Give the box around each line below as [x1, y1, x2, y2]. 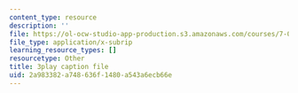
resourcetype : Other [9, 54, 86, 63]
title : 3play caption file [9, 63, 109, 72]
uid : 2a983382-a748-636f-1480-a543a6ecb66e [9, 71, 173, 80]
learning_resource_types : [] [9, 46, 117, 55]
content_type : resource [9, 12, 98, 22]
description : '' [9, 21, 69, 30]
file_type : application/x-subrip [9, 37, 133, 47]
